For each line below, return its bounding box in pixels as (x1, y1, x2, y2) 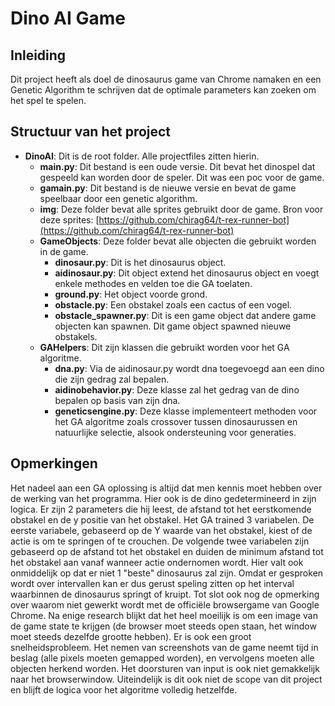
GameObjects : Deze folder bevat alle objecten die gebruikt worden (39, 235, 317, 247)
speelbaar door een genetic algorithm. (39, 192, 198, 204)
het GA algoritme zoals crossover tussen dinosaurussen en (54, 415, 298, 427)
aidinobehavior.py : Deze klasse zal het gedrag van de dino (54, 383, 300, 396)
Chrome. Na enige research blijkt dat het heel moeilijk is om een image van (10, 609, 318, 621)
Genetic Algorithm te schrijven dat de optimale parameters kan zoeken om (10, 84, 317, 96)
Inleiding (10, 47, 67, 64)
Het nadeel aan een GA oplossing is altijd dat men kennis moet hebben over (10, 482, 323, 494)
